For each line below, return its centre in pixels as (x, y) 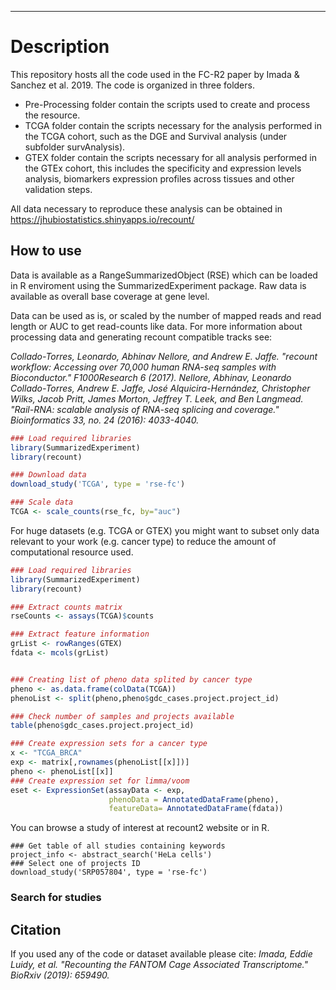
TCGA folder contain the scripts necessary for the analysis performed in (173, 125)
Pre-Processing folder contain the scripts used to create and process (167, 104)
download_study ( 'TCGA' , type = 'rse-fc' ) (98, 484)
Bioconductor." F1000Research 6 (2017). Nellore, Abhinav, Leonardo (151, 377)
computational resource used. (72, 552)
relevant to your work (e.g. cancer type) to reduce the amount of (143, 541)
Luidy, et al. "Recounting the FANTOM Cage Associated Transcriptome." (159, 964)
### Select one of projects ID (75, 864)
